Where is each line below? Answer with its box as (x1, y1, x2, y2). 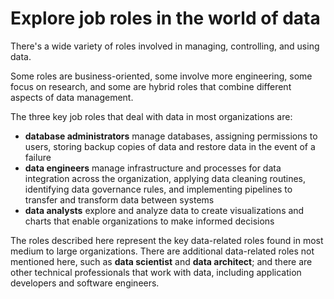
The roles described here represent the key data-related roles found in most (10, 234, 324, 246)
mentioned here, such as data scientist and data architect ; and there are (10, 255, 313, 267)
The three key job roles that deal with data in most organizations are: (10, 110, 293, 122)
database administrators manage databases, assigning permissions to (24, 130, 318, 142)
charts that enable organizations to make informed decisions (24, 215, 275, 227)
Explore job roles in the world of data (10, 7, 321, 30)
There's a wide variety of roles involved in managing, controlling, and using (10, 40, 320, 52)
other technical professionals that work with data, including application (10, 266, 302, 278)
